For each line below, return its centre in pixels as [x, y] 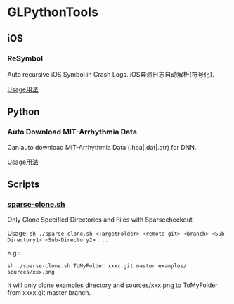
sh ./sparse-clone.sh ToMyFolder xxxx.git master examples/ [97, 266]
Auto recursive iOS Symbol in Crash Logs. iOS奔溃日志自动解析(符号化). [111, 74]
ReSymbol [25, 58]
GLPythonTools [53, 12]
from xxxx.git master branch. [49, 293]
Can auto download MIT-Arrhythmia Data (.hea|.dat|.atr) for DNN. [102, 147]
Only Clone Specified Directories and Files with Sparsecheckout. [101, 220]
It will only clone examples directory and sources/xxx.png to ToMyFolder [112, 285]
